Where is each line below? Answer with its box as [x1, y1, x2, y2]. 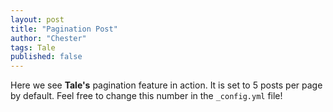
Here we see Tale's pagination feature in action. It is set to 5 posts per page [10, 79, 323, 91]
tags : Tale [10, 42, 56, 53]
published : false [10, 52, 83, 62]
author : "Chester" [10, 33, 87, 43]
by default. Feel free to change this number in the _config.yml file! [10, 90, 283, 102]
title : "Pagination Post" [10, 24, 118, 34]
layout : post [10, 14, 65, 25]
